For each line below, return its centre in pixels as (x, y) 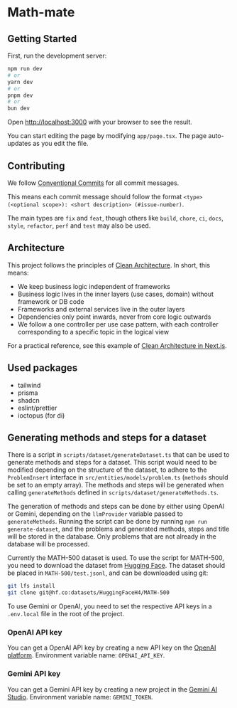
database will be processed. (49, 544)
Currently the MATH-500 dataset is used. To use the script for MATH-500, (116, 558)
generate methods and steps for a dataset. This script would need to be (112, 463)
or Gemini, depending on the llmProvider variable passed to (95, 514)
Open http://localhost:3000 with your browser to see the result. (100, 122)
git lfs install (31, 586)
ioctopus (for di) (41, 415)
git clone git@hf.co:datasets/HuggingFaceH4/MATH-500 (89, 593)
